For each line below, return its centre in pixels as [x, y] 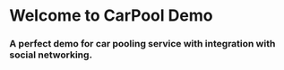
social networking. [51, 55]
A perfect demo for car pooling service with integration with [142, 44]
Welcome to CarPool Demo [111, 16]
